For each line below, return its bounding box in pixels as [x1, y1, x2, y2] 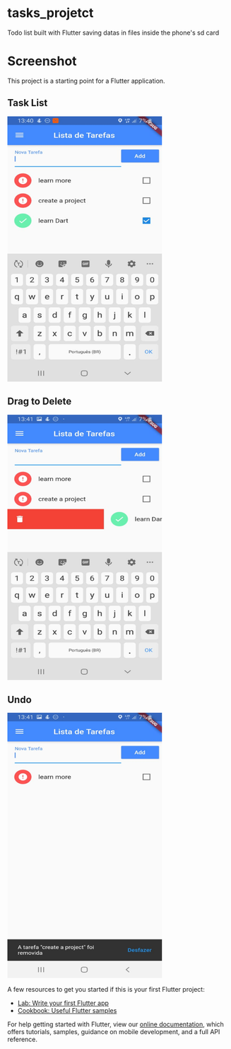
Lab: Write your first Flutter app [17, 999, 109, 1007]
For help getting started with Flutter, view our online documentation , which [7, 1020, 225, 1028]
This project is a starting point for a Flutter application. [7, 76, 165, 85]
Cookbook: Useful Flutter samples [17, 1007, 117, 1015]
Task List [7, 97, 48, 109]
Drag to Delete [7, 395, 72, 407]
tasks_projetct [7, 5, 94, 21]
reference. [7, 1035, 37, 1044]
